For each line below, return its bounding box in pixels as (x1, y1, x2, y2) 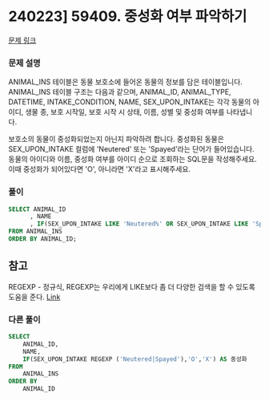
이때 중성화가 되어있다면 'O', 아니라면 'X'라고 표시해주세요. (8, 164, 191, 174)
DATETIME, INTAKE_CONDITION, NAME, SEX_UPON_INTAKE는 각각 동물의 (8, 97, 251, 107)
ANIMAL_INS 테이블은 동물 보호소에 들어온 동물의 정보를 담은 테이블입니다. (8, 77, 243, 87)
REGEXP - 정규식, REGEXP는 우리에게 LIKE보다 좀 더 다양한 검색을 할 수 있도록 (8, 282, 256, 291)
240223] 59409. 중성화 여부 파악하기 (8, 7, 247, 26)
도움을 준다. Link (8, 292, 61, 302)
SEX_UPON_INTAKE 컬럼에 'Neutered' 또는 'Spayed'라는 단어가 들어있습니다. (8, 144, 255, 154)
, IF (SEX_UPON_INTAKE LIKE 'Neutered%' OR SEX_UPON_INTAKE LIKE (29, 220, 249, 229)
